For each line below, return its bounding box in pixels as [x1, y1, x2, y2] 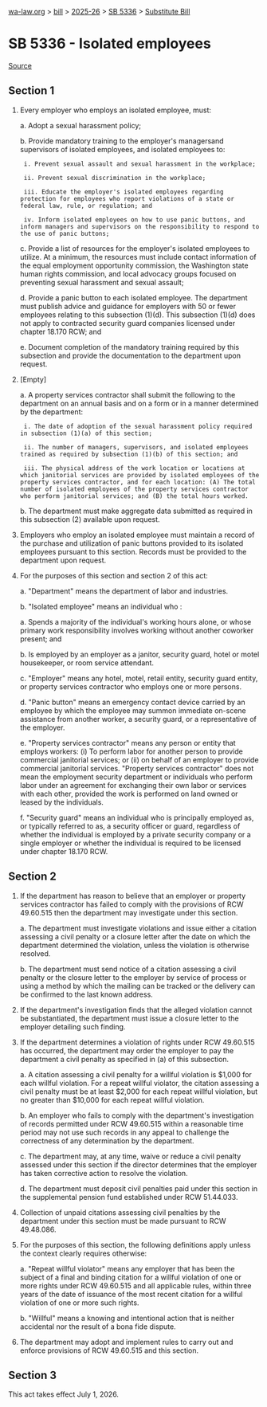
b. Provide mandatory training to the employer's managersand [19, 135, 225, 146]
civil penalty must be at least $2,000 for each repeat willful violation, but [19, 1087, 258, 1096]
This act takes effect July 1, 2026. [8, 1389, 120, 1399]
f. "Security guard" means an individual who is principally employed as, [19, 813, 254, 822]
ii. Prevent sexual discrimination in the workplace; [23, 174, 206, 182]
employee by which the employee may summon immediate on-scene [19, 705, 246, 715]
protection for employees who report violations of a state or [19, 194, 235, 202]
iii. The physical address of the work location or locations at [23, 464, 245, 472]
